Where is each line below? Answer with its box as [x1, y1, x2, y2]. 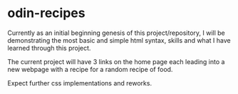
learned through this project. [7, 43, 91, 52]
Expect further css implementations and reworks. [7, 78, 152, 87]
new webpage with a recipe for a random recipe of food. [7, 65, 173, 73]
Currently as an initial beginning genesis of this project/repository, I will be [7, 28, 226, 37]
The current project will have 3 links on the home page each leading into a [7, 57, 225, 66]
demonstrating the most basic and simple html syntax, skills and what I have [7, 36, 231, 44]
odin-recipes [7, 5, 86, 21]
